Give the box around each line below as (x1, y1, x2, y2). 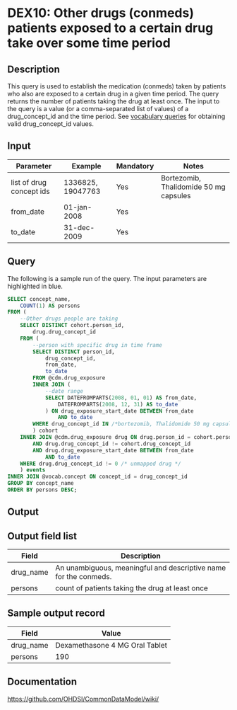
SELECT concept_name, (7, 295, 71, 302)
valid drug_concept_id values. (7, 120, 94, 128)
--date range (44, 387, 83, 394)
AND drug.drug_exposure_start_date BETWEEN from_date (32, 447, 194, 454)
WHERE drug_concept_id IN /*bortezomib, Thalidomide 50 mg (32, 420, 210, 428)
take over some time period (7, 35, 171, 51)
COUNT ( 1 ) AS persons (20, 302, 80, 309)
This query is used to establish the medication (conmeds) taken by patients (7, 82, 226, 90)
